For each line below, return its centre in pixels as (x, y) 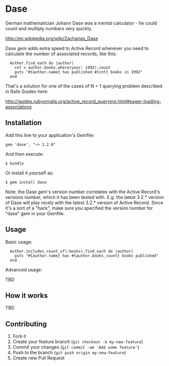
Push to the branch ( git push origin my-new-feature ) (69, 353)
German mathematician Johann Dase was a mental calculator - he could (81, 23)
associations (19, 107)
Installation (23, 123)
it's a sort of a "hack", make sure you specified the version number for (79, 208)
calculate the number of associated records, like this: (61, 54)
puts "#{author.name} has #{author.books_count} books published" (87, 256)
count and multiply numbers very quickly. (49, 28)
